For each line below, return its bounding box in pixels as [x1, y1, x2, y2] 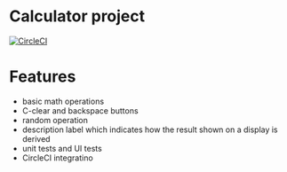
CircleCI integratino [21, 152, 93, 163]
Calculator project [9, 6, 146, 27]
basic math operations [21, 96, 105, 106]
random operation [21, 114, 89, 125]
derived [21, 133, 51, 144]
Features [9, 66, 76, 87]
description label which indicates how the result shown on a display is [21, 124, 278, 135]
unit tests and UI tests [21, 143, 102, 153]
